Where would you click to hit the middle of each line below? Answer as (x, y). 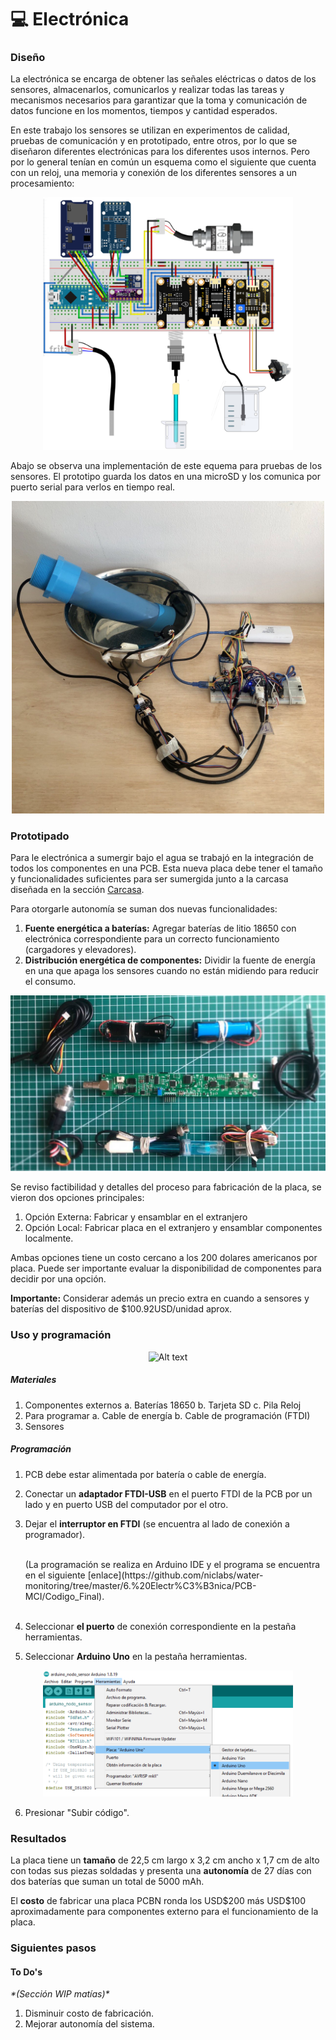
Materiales (33, 1380)
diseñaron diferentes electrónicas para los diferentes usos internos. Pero (160, 152)
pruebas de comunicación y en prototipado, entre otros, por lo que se (154, 141)
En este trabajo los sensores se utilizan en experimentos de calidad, (150, 130)
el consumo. (50, 981)
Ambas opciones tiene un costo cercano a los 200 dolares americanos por (164, 1258)
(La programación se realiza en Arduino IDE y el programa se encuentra (172, 1564)
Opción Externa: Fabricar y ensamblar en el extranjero (136, 1217)
